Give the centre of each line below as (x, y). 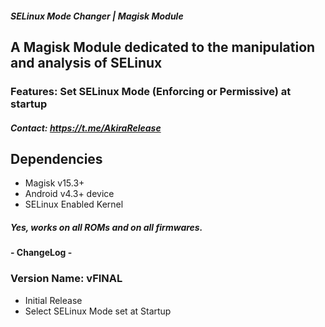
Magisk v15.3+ (54, 183)
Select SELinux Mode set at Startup (98, 311)
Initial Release (53, 300)
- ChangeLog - (41, 253)
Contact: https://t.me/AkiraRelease (86, 128)
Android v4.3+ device (69, 194)
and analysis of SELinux (86, 62)
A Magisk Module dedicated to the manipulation (163, 47)
